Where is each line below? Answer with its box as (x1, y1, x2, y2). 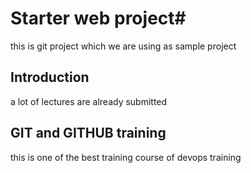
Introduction (10, 69, 90, 86)
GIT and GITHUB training (10, 125, 167, 142)
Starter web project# (10, 7, 187, 30)
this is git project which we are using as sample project (10, 40, 237, 52)
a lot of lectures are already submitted (10, 95, 168, 107)
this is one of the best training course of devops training (10, 151, 242, 163)
